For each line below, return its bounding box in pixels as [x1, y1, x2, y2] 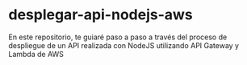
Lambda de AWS [8, 49, 65, 59]
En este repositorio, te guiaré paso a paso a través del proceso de [8, 32, 228, 42]
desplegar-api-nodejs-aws [8, 6, 193, 24]
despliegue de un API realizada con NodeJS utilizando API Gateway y [8, 40, 240, 50]
